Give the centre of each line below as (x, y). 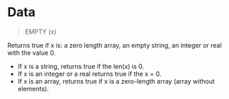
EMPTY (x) (40, 32)
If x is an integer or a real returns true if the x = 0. (89, 74)
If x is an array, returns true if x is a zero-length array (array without (116, 81)
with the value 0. (32, 53)
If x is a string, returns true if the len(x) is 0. (81, 66)
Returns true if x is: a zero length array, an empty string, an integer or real (114, 45)
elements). (33, 88)
